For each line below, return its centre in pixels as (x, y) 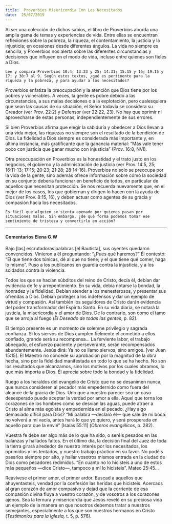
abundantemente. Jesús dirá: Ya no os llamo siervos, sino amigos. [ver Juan (86, 350)
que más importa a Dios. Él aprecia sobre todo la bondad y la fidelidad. (80, 372)
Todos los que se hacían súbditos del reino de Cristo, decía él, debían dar (83, 280)
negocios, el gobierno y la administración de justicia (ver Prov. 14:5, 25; (81, 164)
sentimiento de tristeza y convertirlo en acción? (60, 221)
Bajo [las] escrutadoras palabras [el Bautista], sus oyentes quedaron (78, 248)
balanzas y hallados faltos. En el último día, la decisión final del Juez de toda (86, 440)
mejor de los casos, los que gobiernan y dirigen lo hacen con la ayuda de (82, 192)
